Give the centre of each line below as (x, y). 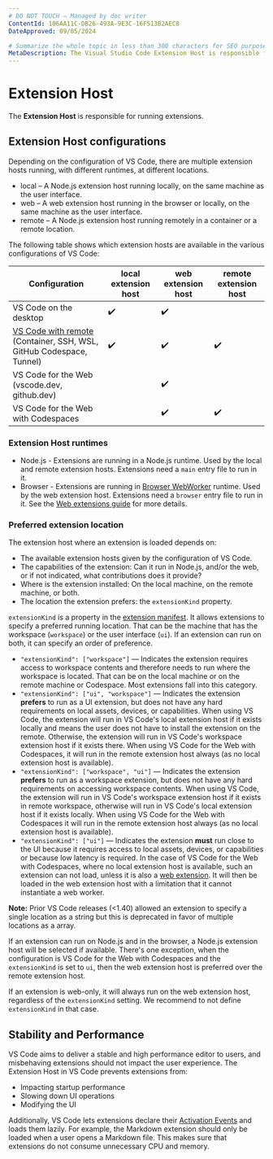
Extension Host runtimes (58, 443)
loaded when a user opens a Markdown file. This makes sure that (118, 1138)
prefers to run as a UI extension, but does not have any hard (121, 702)
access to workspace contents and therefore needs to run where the (135, 667)
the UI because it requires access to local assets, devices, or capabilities (142, 849)
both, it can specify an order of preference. (80, 643)
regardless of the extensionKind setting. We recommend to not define (125, 1000)
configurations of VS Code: (54, 253)
